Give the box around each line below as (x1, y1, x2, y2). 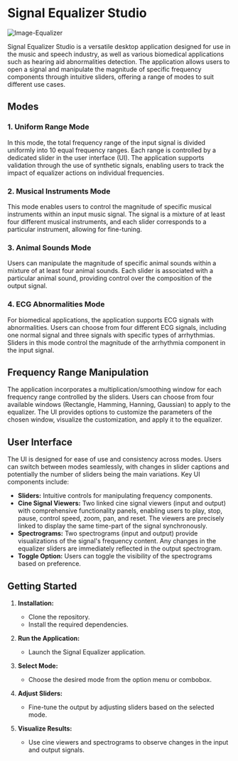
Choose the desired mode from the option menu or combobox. (28, 675, 212, 683)
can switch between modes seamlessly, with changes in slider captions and (7, 462, 229, 471)
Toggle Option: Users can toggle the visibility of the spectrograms (17, 552, 212, 560)
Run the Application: (17, 634, 80, 642)
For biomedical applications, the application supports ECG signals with (7, 315, 214, 324)
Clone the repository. (28, 612, 90, 621)
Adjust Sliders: (17, 688, 63, 698)
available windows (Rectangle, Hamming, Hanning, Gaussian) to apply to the (7, 400, 231, 409)
